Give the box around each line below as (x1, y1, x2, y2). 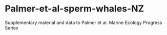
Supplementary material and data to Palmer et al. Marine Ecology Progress (5, 19, 162, 25)
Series (5, 24, 18, 30)
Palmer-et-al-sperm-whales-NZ (5, 3, 144, 14)
